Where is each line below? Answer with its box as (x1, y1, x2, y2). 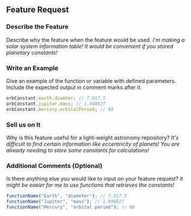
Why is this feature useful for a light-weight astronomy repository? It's (6, 134, 179, 141)
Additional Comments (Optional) (6, 161, 103, 169)
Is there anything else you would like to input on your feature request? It (6, 175, 184, 183)
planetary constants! (6, 49, 58, 56)
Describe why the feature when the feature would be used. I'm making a (6, 36, 185, 44)
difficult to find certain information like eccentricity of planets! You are (6, 140, 180, 147)
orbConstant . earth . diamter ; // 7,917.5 (6, 95, 106, 101)
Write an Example (6, 64, 59, 72)
